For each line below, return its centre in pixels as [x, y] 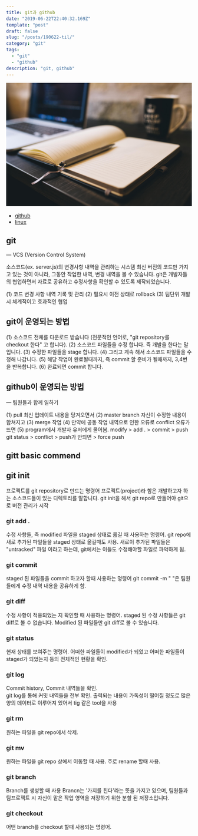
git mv [15, 748]
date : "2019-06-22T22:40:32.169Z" [49, 19]
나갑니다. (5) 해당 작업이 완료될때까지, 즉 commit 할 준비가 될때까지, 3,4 [100, 359]
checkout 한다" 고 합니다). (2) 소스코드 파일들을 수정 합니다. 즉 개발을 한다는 [94, 344]
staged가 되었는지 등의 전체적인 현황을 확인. [57, 659]
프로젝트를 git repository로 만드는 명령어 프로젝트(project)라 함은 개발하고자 [94, 490]
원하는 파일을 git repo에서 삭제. [42, 732]
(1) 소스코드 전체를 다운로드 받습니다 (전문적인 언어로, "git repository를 [88, 337]
